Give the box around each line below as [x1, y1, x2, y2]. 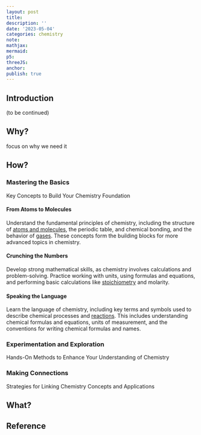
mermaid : [6, 48, 28, 54]
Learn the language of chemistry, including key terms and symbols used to [6, 306, 191, 313]
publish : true [6, 71, 42, 77]
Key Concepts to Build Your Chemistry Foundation [6, 192, 131, 199]
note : [6, 37, 20, 43]
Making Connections [6, 369, 69, 378]
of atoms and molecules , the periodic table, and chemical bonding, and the [6, 225, 193, 233]
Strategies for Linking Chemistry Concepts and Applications [6, 382, 155, 390]
